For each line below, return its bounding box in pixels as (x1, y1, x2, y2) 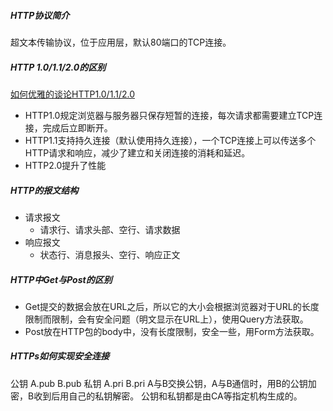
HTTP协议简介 (10, 9, 70, 21)
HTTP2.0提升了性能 (24, 159, 107, 171)
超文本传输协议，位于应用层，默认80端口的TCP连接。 (10, 36, 232, 48)
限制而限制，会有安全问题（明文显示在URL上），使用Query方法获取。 (24, 313, 309, 325)
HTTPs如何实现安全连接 (10, 350, 110, 362)
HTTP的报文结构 (10, 184, 79, 196)
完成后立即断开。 (42, 121, 113, 134)
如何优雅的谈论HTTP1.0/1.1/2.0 (10, 88, 135, 100)
